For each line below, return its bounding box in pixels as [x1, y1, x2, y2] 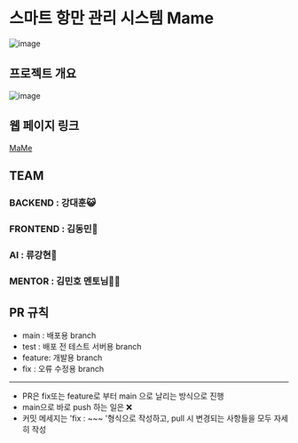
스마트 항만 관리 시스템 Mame [9, 8, 215, 28]
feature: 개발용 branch [21, 352, 103, 363]
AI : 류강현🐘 [9, 248, 58, 261]
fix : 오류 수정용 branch [21, 364, 105, 375]
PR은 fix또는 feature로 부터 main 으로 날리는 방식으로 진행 [21, 391, 224, 401]
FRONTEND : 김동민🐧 [9, 222, 98, 235]
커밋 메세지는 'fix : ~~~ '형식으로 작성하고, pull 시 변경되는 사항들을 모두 [21, 413, 272, 423]
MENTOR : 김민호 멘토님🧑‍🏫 [9, 275, 122, 287]
